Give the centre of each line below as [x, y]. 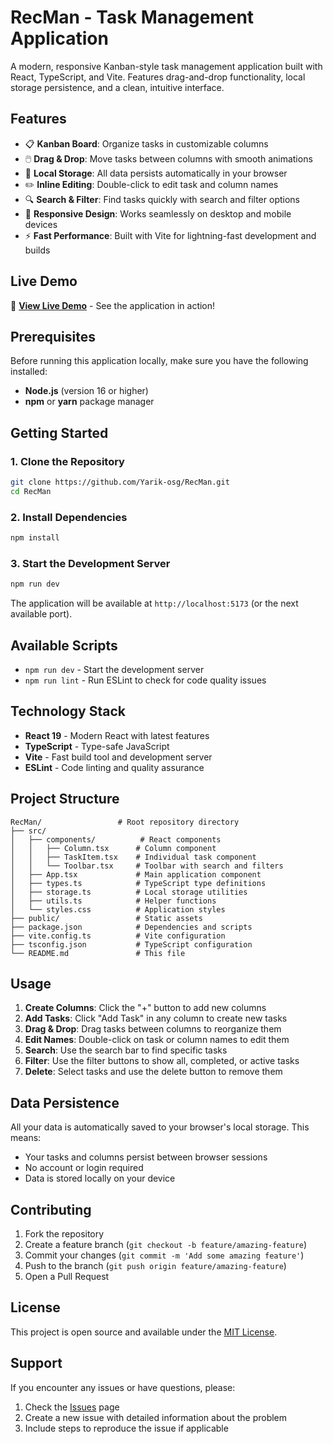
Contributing [51, 1209]
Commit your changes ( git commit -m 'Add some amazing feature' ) [164, 1255]
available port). [41, 614]
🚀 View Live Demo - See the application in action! [113, 305]
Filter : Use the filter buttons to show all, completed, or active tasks [162, 1061]
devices [41, 224]
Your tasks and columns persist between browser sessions [146, 1157]
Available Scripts [64, 645]
